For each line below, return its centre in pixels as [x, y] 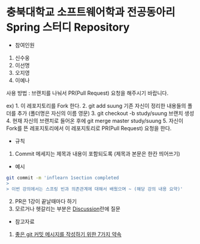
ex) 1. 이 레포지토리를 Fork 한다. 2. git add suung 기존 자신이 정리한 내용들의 [96, 106]
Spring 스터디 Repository [68, 27]
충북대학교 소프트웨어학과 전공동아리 [91, 12]
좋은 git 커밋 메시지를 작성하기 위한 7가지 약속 [68, 234]
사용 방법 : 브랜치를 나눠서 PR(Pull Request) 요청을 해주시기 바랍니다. [87, 93]
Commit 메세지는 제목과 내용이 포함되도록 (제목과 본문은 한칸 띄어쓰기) [98, 153]
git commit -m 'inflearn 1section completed [63, 177]
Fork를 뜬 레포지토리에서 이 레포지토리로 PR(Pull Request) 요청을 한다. [89, 128]
